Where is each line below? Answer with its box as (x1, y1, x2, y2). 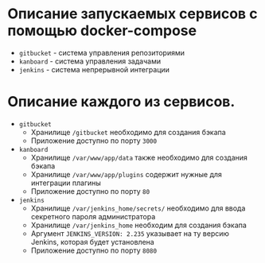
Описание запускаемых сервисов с (7, 5, 258, 23)
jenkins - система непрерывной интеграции (18, 64, 170, 74)
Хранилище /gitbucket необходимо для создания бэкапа (30, 127, 226, 137)
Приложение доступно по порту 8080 (30, 246, 157, 255)
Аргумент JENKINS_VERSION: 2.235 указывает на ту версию (30, 228, 230, 238)
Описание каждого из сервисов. (7, 93, 236, 111)
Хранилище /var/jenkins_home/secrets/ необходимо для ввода (30, 203, 246, 213)
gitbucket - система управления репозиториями (18, 48, 185, 57)
